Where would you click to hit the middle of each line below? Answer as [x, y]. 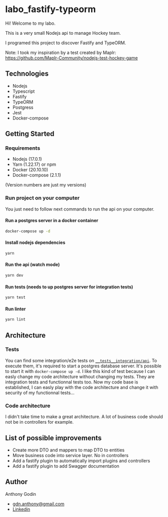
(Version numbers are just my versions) [46, 185]
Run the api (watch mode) [33, 265]
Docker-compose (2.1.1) [37, 175]
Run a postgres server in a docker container [52, 221]
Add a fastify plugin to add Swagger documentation [66, 466]
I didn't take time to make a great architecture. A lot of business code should [84, 417]
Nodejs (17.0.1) [27, 159]
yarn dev [14, 276]
